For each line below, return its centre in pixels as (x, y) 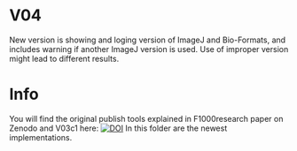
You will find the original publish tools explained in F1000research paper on (146, 118)
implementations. (41, 137)
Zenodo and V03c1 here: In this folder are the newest (118, 128)
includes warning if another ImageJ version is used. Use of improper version (149, 49)
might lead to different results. (64, 58)
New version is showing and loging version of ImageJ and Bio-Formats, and (148, 40)
